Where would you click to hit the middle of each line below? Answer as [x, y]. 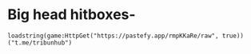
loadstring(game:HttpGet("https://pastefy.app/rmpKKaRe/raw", [113, 36]
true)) [233, 36]
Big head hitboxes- [72, 15]
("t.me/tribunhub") [40, 42]
